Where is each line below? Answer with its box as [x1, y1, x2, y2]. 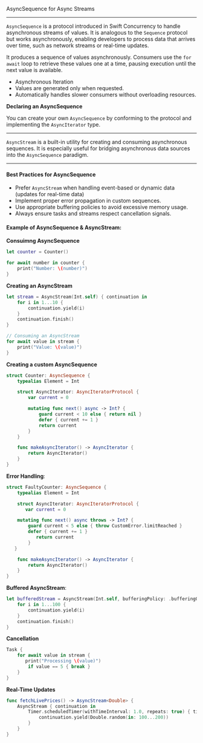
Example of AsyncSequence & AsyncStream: [6, 223, 122, 231]
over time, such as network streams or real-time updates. [6, 42, 149, 49]
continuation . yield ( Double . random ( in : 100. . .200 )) [38, 715, 169, 721]
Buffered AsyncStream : [6, 584, 67, 592]
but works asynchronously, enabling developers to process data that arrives [6, 36, 196, 42]
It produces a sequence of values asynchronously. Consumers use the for [6, 54, 192, 61]
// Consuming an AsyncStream [6, 333, 80, 339]
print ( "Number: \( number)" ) [17, 266, 88, 272]
